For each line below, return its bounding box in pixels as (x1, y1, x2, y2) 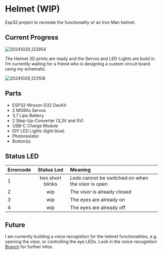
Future (5, 221, 26, 229)
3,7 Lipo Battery (12, 112, 44, 118)
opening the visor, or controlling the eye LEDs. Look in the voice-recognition (5, 239, 157, 245)
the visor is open (70, 180, 108, 187)
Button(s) (12, 138, 31, 144)
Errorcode (7, 166, 32, 173)
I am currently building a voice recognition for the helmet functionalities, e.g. (5, 234, 158, 239)
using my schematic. (5, 66, 47, 72)
